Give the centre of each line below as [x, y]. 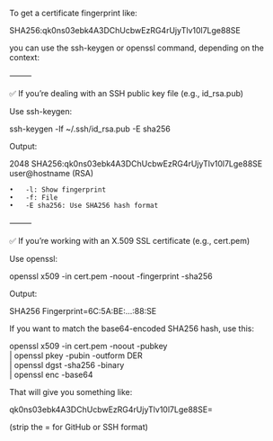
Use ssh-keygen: [41, 111]
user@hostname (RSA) [52, 173]
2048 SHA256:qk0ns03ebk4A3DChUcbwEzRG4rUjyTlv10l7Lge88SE [136, 164]
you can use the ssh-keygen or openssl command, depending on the [137, 48]
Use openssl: [34, 259]
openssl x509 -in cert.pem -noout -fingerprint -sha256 [111, 276]
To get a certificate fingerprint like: [73, 13]
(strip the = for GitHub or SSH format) [79, 427]
